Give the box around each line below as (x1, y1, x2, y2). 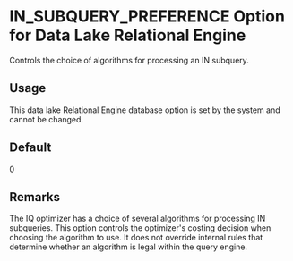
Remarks (9, 189, 61, 205)
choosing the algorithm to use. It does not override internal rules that (9, 232, 263, 243)
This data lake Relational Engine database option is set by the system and (9, 105, 280, 115)
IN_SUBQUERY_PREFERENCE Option (9, 6, 285, 27)
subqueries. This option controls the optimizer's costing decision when (9, 223, 271, 233)
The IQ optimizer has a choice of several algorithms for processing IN (9, 213, 266, 224)
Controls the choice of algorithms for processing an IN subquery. (9, 55, 249, 65)
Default (9, 140, 52, 156)
